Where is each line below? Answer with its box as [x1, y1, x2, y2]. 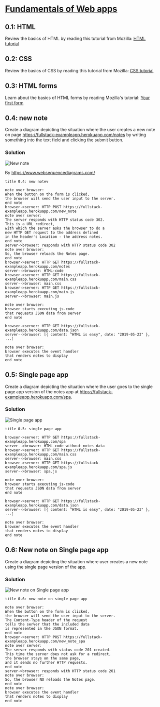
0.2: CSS [5, 55, 32, 63]
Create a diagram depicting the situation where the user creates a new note [5, 127, 156, 133]
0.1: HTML [5, 23, 36, 31]
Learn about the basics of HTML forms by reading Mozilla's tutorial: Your [5, 95, 150, 101]
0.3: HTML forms [5, 82, 58, 90]
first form [5, 100, 24, 105]
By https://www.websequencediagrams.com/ [5, 169, 95, 175]
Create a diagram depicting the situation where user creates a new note [5, 558, 148, 564]
